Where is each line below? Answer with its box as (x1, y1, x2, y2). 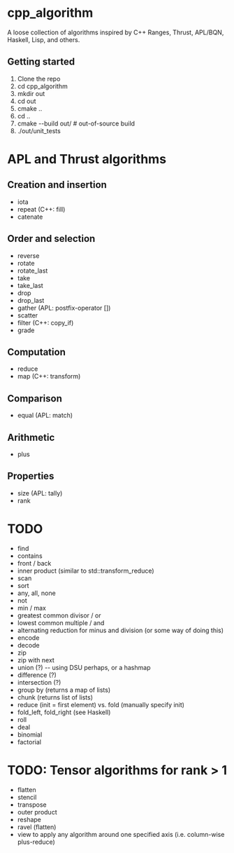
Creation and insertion (7, 179, 107, 191)
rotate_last (17, 266, 48, 275)
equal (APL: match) (17, 411, 73, 420)
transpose (17, 800, 47, 809)
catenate (17, 212, 43, 221)
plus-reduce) (17, 838, 56, 846)
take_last (17, 281, 43, 289)
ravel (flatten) (17, 822, 57, 831)
